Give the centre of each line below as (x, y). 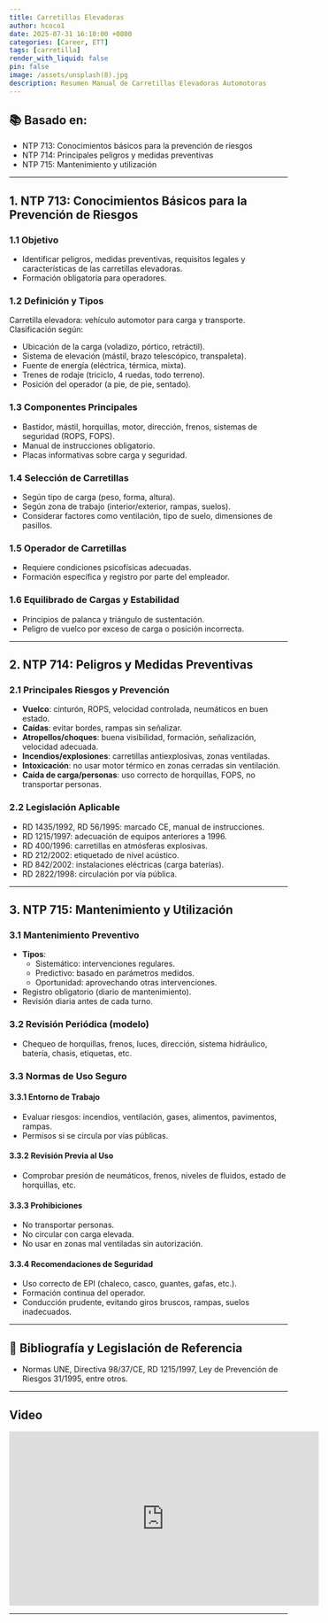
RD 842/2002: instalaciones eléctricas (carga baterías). (123, 864)
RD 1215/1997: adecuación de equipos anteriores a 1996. (124, 836)
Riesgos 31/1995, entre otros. (75, 1379)
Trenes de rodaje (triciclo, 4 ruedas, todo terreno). (113, 375)
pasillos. (37, 526)
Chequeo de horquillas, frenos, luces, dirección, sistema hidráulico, (145, 1043)
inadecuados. (47, 1312)
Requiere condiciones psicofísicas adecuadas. (107, 568)
